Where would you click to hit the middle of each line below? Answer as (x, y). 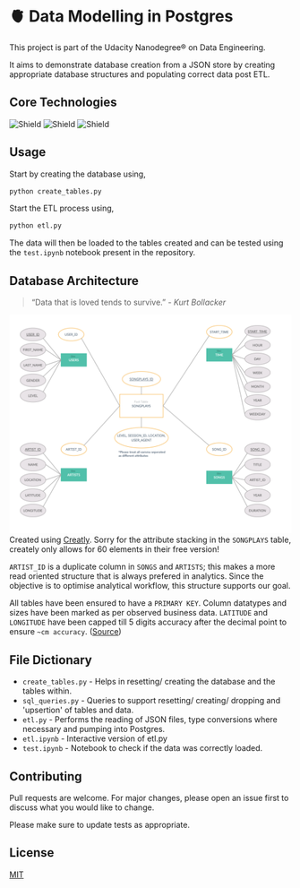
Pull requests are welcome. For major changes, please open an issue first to (149, 798)
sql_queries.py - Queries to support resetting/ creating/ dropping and (151, 701)
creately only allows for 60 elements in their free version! (114, 549)
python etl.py (36, 226)
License (32, 853)
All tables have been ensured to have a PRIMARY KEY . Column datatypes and (148, 603)
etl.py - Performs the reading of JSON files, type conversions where (150, 720)
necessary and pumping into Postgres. (94, 729)
